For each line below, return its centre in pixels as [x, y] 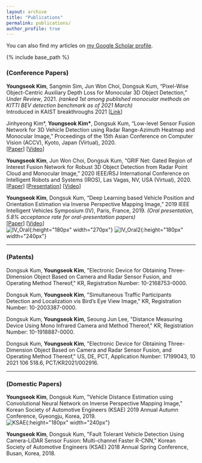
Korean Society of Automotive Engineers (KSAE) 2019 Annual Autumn [92, 410]
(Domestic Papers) [34, 384]
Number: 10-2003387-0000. [41, 307]
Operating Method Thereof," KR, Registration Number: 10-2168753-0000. [97, 283]
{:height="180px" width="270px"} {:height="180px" [106, 230]
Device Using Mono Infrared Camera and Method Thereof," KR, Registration [100, 325]
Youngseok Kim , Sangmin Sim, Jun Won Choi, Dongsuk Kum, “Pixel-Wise [98, 86]
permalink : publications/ [38, 23]
